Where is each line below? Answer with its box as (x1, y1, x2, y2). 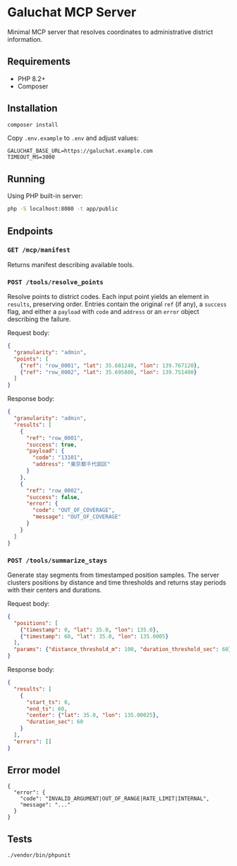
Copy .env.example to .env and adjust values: (7, 134, 139, 142)
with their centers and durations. (7, 585, 102, 594)
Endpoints (7, 225, 54, 237)
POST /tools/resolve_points (7, 278, 104, 286)
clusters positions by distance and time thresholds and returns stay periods (7, 578, 226, 587)
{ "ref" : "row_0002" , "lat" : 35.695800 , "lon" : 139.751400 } (20, 368, 197, 375)
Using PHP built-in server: (7, 192, 83, 200)
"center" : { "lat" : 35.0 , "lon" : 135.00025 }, (25, 712, 159, 719)
